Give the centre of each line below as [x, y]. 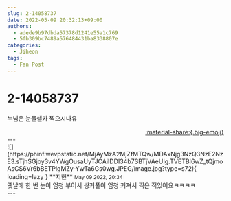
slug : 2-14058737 [32, 13]
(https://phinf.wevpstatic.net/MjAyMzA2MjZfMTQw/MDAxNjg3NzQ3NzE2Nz [115, 154]
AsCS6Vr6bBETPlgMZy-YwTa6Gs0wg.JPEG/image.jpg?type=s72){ [102, 168]
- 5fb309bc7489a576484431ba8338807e [66, 39]
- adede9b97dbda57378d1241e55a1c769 [66, 33]
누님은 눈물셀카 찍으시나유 [42, 118]
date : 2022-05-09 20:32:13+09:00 [55, 20]
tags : [15, 58]
